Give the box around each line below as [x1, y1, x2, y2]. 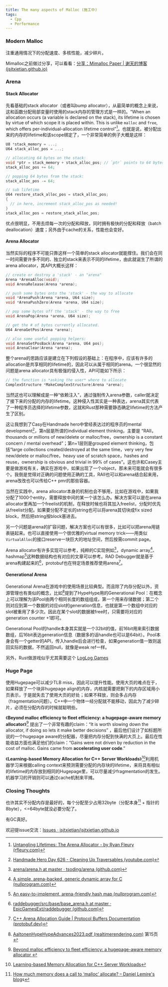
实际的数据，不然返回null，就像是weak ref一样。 [9, 644, 110, 650]
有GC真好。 [5, 816, 30, 822]
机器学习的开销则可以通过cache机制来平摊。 [5, 774, 97, 781]
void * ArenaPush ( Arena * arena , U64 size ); [5, 295, 95, 300]
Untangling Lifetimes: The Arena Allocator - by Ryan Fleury [12, 842, 134, 848]
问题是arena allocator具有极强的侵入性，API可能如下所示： [5, 368, 127, 374]
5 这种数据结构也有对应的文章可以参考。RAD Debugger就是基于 [24, 552, 154, 559]
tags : [5, 12, 17, 17]
